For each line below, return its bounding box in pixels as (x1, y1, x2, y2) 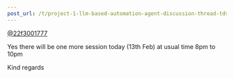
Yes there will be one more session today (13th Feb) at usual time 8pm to (7, 42, 216, 50)
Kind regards (7, 63, 45, 71)
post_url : (7, 10, 36, 17)
